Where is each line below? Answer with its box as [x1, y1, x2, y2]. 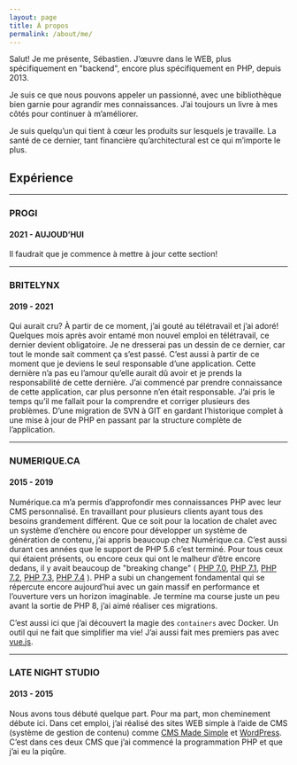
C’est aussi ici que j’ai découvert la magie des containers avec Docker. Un [9, 617, 279, 628]
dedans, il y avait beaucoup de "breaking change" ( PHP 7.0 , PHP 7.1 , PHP [9, 562, 277, 573]
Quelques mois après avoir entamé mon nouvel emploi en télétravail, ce [9, 330, 270, 341]
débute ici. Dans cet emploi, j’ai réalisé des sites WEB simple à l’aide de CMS [9, 717, 288, 728]
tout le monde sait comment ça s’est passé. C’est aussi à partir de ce [9, 349, 260, 360]
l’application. [9, 425, 56, 435]
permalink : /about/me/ [9, 29, 93, 38]
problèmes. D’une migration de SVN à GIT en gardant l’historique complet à [9, 405, 284, 417]
